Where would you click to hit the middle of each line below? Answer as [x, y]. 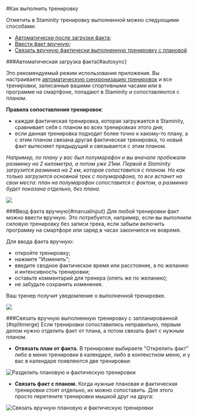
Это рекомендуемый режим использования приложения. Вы [83, 73]
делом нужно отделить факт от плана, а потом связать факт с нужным [95, 331]
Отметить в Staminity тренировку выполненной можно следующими [93, 20]
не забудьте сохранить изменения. [59, 284]
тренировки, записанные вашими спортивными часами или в [84, 86]
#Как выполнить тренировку [42, 9]
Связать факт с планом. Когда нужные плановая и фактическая [96, 384]
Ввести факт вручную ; [43, 44]
